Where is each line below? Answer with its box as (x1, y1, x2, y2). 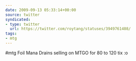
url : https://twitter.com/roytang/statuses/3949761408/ (10, 26, 131, 32)
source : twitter (5, 12, 40, 17)
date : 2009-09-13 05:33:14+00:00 (5, 7, 76, 13)
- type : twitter (5, 21, 40, 27)
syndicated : (5, 17, 31, 22)
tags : (5, 31, 17, 36)
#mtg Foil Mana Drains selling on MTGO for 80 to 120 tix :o (5, 49, 128, 56)
